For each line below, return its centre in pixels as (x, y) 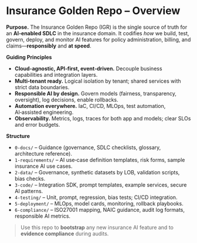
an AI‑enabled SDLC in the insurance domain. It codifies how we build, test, (98, 33)
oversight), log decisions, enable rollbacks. (66, 99)
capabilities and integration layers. (56, 75)
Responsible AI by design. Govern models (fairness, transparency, (96, 93)
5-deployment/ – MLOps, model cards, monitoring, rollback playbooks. (99, 203)
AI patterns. (29, 191)
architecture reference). (43, 153)
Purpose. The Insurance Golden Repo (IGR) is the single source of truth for (97, 27)
